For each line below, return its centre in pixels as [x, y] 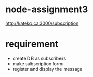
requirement [32, 44]
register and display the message [48, 69]
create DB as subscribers [39, 58]
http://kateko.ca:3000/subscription [42, 23]
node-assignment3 [47, 9]
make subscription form [37, 63]
